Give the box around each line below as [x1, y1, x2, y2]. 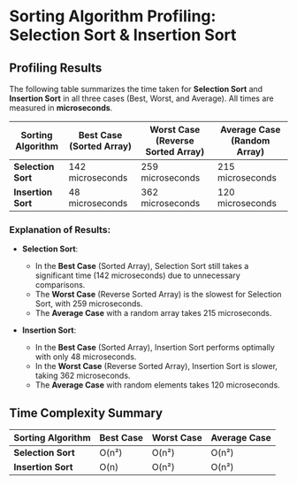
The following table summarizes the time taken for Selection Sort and [9, 84, 263, 94]
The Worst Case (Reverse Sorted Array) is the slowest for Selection [34, 289, 282, 300]
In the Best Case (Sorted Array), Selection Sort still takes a [34, 261, 249, 272]
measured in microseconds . [9, 103, 113, 112]
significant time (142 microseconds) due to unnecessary [34, 270, 240, 281]
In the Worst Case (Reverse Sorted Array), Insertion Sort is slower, [34, 361, 278, 372]
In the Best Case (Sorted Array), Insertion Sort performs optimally [34, 343, 276, 353]
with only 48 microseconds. [34, 351, 137, 362]
